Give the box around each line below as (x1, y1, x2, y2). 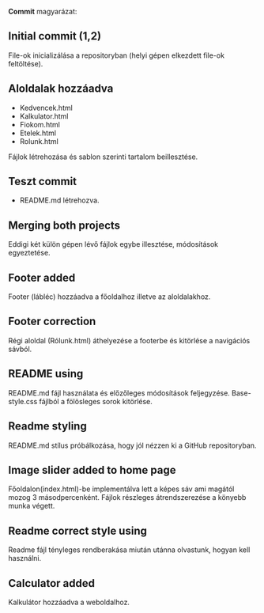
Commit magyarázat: (8, 7, 77, 16)
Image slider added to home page (8, 463, 176, 477)
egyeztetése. (8, 248, 51, 258)
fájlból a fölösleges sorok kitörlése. (39, 396, 153, 406)
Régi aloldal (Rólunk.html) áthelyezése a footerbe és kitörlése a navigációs (8, 335, 251, 345)
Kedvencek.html (19, 103, 73, 112)
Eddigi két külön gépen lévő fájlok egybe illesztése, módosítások (8, 240, 219, 249)
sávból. (8, 344, 32, 354)
